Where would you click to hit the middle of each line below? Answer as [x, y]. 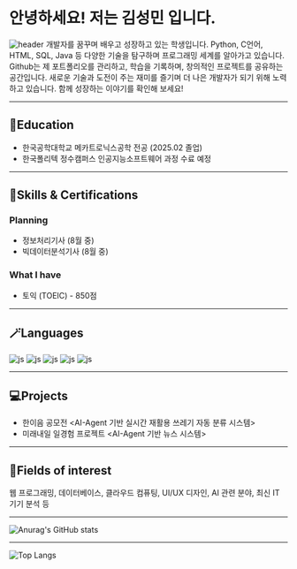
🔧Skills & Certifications [74, 195]
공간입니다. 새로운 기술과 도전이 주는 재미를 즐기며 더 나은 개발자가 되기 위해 [140, 77]
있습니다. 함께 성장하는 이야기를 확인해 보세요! [104, 88]
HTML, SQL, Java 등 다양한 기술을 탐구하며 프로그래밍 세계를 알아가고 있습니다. [147, 55]
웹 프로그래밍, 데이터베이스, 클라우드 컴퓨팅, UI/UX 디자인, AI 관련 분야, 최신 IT [145, 493]
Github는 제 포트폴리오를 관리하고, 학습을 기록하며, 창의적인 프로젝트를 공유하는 [146, 66]
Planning [29, 220]
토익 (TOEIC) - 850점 [59, 295]
